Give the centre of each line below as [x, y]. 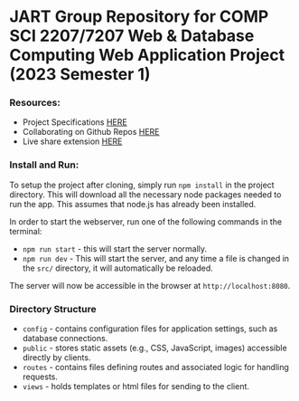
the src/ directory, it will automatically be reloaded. [118, 268]
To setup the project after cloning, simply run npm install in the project [142, 185]
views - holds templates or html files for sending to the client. [136, 387]
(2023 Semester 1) [80, 75]
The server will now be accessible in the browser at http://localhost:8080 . [150, 285]
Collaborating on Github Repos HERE [91, 132]
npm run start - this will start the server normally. [115, 248]
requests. [40, 377]
